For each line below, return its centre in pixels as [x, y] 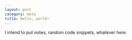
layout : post [18, 10]
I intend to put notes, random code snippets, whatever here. [66, 33]
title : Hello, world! [27, 19]
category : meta [20, 14]
